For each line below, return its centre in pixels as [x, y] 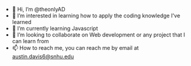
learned [22, 22]
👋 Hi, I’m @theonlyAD [39, 9]
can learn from [31, 41]
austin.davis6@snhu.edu [43, 56]
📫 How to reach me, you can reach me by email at [75, 48]
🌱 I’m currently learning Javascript [55, 28]
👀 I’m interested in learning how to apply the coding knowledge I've [96, 16]
